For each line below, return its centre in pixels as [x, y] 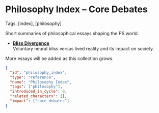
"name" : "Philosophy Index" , [41, 82]
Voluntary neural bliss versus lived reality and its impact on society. [83, 48]
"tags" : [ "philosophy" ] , [36, 87]
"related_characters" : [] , [38, 96]
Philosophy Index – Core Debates [76, 9]
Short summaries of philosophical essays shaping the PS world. [72, 33]
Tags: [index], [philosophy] [34, 23]
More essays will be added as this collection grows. [59, 58]
